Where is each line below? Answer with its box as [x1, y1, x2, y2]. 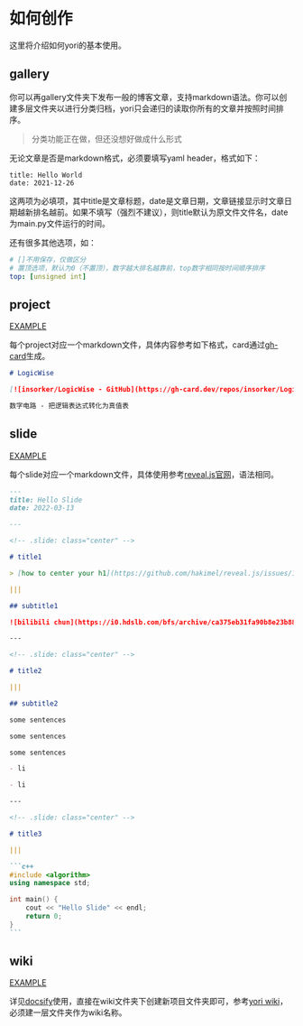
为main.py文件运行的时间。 [9, 217, 110, 228]
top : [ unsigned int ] [9, 272, 87, 281]
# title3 [9, 829, 42, 838]
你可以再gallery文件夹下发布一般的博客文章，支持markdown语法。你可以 [9, 91, 280, 102]
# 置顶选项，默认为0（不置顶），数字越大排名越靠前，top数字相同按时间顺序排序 [9, 263, 266, 273]
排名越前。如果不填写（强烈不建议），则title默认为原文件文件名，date [32, 207, 289, 217]
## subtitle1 [9, 601, 59, 610]
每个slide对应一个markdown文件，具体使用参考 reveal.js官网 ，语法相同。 [9, 468, 280, 479]
